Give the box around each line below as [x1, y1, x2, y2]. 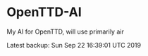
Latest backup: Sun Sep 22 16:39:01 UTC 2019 [6, 41, 142, 49]
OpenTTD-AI [6, 4, 82, 20]
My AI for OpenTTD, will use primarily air [6, 27, 124, 36]
